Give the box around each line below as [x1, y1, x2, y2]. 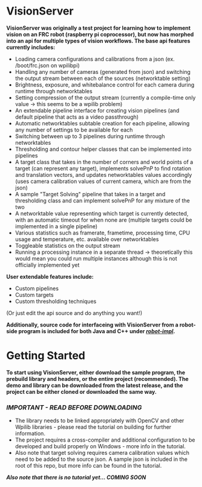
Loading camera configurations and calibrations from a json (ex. [15, 55, 175, 62]
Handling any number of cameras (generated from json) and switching [15, 68, 191, 75]
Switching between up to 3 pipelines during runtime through [15, 132, 165, 140]
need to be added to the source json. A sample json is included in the [15, 456, 187, 463]
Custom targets [15, 291, 54, 298]
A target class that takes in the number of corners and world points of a [15, 158, 194, 165]
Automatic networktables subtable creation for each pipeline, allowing [15, 119, 190, 127]
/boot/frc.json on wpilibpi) [15, 62, 80, 69]
